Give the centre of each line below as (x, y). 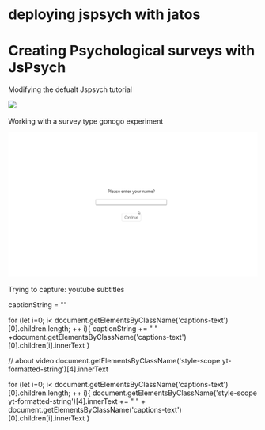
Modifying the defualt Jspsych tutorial (70, 89)
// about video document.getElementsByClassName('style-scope (114, 360)
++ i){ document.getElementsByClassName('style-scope (165, 393)
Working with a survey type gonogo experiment (86, 121)
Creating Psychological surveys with (132, 51)
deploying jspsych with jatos (104, 15)
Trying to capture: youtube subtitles (66, 289)
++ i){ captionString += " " (115, 328)
